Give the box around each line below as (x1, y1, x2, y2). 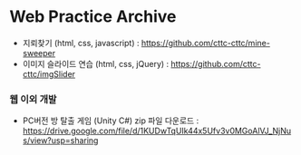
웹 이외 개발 (9, 92, 57, 105)
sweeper (22, 47, 56, 58)
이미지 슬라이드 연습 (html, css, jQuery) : (22, 58, 170, 69)
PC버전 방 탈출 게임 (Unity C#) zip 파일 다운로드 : (22, 115, 199, 126)
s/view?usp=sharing (22, 135, 99, 146)
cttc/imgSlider (22, 68, 75, 79)
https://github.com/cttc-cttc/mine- (141, 37, 270, 48)
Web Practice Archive (9, 6, 177, 27)
